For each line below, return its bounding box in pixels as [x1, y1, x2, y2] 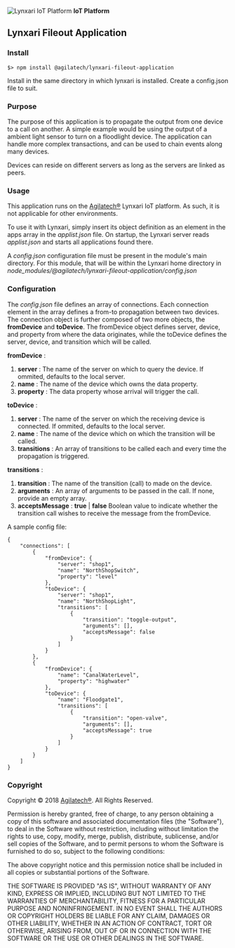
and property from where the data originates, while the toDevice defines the [7, 330, 227, 338]
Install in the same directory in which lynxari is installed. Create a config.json [7, 76, 229, 84]
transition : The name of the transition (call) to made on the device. [17, 479, 213, 487]
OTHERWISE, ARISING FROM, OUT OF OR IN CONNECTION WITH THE [7, 926, 212, 935]
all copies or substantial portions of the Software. [7, 868, 149, 876]
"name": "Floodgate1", [57, 696, 124, 703]
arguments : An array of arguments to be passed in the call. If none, [17, 486, 215, 495]
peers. [7, 168, 26, 177]
